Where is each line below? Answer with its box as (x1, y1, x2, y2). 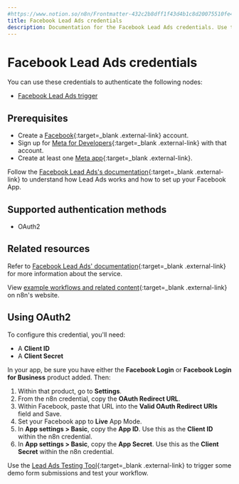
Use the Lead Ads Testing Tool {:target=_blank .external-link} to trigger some (7, 461, 232, 470)
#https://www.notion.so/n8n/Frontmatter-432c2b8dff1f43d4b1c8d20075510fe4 (7, 10, 234, 18)
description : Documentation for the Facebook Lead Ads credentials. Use (7, 23, 228, 31)
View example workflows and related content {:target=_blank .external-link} (7, 283, 228, 292)
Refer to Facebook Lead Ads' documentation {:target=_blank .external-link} (7, 261, 226, 270)
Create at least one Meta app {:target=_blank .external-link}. (17, 154, 193, 162)
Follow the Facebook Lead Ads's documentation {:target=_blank (7, 168, 193, 177)
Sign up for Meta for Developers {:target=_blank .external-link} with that (17, 139, 227, 147)
